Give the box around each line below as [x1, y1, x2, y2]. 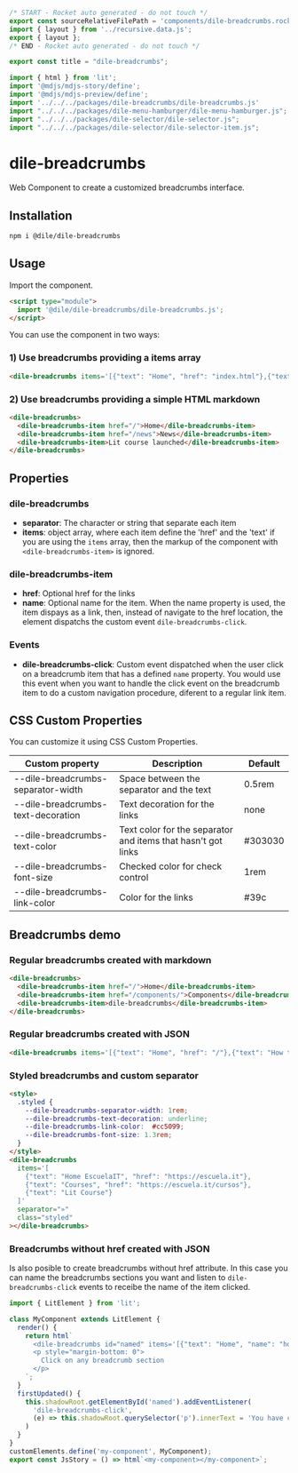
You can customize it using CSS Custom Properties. [9, 736, 199, 747]
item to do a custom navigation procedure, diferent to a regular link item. [21, 687, 286, 697]
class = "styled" [17, 1214, 74, 1222]
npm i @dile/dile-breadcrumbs [9, 232, 122, 241]
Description [152, 758, 203, 770]
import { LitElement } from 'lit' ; [9, 1299, 141, 1308]
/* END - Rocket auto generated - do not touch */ [9, 41, 200, 51]
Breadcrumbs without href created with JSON [9, 1242, 210, 1254]
